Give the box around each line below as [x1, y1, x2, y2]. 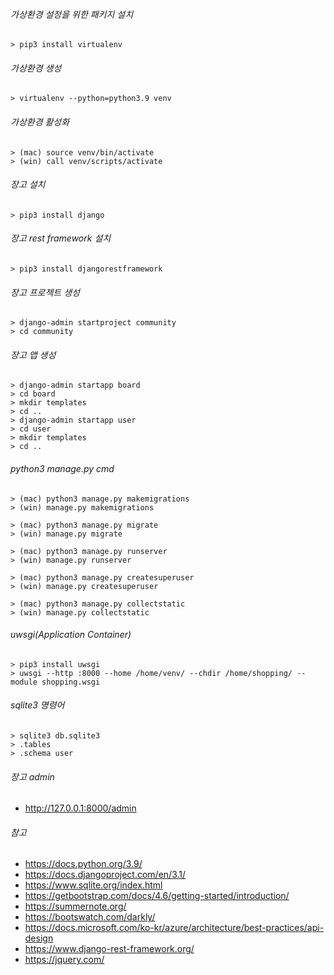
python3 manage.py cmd [10, 463, 115, 475]
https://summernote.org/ [24, 900, 127, 913]
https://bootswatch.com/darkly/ [24, 911, 156, 923]
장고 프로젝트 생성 [10, 286, 80, 298]
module [10, 677, 38, 687]
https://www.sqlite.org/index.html [24, 879, 163, 891]
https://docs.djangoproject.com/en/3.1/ [24, 869, 187, 881]
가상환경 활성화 [10, 116, 70, 128]
